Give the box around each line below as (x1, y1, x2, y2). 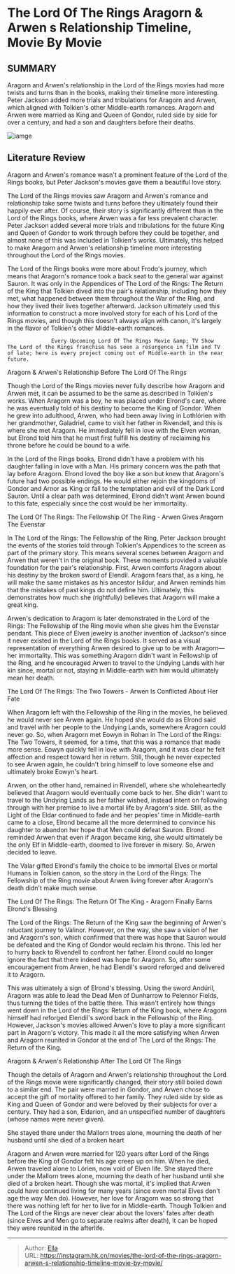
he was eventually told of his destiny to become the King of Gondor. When (7, 403, 222, 412)
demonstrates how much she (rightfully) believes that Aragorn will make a (7, 593, 220, 601)
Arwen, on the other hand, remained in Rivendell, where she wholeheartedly (7, 781, 226, 789)
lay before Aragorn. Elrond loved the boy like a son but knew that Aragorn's (7, 469, 225, 478)
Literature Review (7, 152, 86, 164)
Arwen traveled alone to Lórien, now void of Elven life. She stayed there (7, 1164, 213, 1173)
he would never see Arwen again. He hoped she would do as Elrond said (7, 715, 216, 724)
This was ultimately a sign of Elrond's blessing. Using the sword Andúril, (7, 984, 215, 992)
